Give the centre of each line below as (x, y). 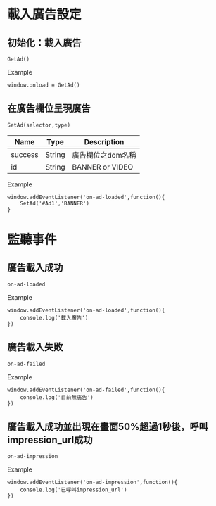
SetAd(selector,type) (39, 125)
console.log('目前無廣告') (57, 397)
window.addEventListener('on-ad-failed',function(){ (86, 390)
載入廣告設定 (45, 14)
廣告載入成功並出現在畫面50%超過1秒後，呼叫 (108, 427)
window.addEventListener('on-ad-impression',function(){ (93, 483)
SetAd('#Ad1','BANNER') (55, 203)
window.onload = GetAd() (44, 85)
